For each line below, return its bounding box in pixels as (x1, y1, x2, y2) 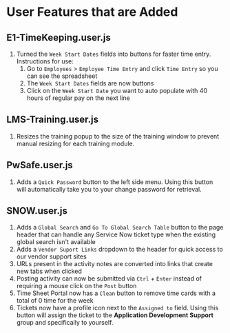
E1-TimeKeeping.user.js (6, 32, 112, 43)
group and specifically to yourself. (16, 319, 114, 327)
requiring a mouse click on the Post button (16, 282, 137, 290)
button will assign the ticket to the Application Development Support (16, 311, 214, 319)
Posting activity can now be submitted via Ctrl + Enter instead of (16, 274, 202, 283)
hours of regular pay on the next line (26, 94, 130, 102)
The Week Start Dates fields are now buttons (26, 79, 154, 87)
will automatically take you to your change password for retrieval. (16, 185, 202, 193)
